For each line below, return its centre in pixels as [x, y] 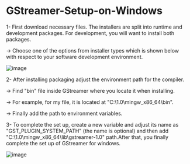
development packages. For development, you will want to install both [90, 33]
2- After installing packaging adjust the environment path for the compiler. [95, 79]
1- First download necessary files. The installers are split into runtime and [94, 27]
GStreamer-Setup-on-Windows [84, 11]
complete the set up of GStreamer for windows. [63, 143]
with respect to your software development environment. [75, 57]
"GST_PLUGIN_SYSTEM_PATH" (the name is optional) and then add [87, 131]
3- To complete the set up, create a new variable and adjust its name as [92, 124]
